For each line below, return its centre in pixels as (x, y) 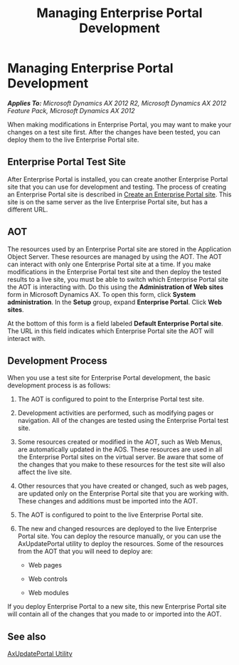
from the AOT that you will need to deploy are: (85, 551)
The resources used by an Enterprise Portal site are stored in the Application (119, 249)
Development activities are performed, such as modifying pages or (116, 413)
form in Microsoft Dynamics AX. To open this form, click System (102, 294)
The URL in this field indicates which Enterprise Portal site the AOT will (111, 331)
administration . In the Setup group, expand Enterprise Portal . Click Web (115, 302)
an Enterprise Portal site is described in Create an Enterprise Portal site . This (119, 194)
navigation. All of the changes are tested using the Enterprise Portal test (123, 421)
